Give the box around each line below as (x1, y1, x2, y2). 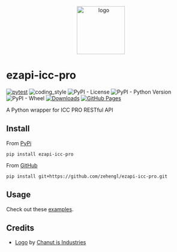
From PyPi (6, 139, 32, 146)
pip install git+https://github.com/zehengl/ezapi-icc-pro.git (6, 173, 168, 179)
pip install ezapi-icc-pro (6, 151, 74, 157)
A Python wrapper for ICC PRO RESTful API (6, 106, 113, 113)
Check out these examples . (6, 205, 74, 212)
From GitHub (6, 161, 38, 169)
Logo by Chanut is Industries (14, 239, 86, 246)
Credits (6, 223, 35, 233)
